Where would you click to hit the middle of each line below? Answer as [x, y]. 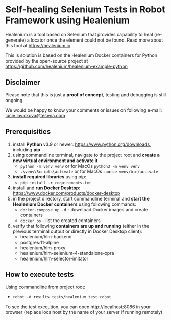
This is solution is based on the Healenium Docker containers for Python [81, 55]
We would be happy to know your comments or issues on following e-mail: [84, 110]
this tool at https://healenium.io [38, 45]
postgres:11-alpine [40, 242]
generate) [16, 40]
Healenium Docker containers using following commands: [75, 204]
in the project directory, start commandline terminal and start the [81, 198]
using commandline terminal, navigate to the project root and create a [86, 155]
